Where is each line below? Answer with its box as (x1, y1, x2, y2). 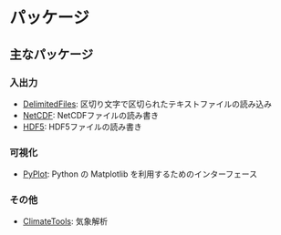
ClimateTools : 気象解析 (22, 216, 108, 227)
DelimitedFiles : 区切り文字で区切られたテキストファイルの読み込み (22, 98, 272, 109)
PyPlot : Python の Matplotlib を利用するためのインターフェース (22, 169, 258, 179)
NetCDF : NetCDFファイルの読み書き (22, 109, 160, 120)
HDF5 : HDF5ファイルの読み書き (22, 121, 142, 132)
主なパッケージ (9, 46, 94, 62)
